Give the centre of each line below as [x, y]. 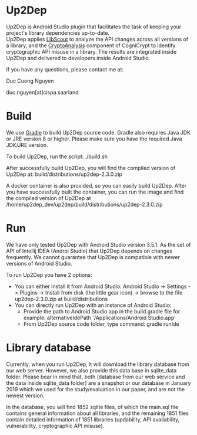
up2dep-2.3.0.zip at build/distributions [61, 299]
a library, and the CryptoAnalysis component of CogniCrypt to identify [91, 45]
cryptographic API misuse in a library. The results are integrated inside [91, 51]
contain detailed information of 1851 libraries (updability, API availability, [93, 419]
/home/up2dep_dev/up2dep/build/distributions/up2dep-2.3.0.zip [84, 204]
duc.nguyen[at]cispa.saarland [42, 92]
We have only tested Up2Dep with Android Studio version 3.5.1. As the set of [98, 244]
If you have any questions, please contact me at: [65, 69]
